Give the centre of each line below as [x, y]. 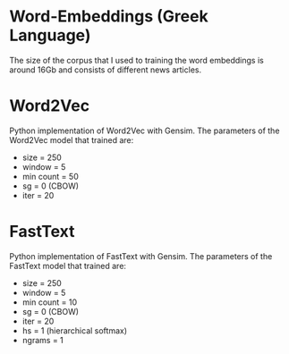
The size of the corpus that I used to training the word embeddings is [136, 60]
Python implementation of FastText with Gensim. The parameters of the [141, 256]
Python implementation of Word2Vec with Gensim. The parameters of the [144, 131]
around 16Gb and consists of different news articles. [106, 70]
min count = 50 [50, 176]
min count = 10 [50, 302]
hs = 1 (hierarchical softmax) [75, 330]
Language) [50, 35]
